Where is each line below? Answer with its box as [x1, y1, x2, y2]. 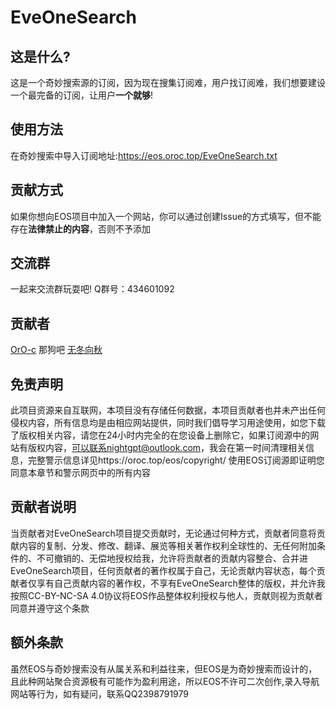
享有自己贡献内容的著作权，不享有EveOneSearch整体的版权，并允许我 [36, 577, 326, 589]
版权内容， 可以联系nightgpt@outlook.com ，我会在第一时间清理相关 [27, 442, 307, 454]
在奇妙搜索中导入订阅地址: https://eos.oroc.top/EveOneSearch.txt [10, 149, 278, 161]
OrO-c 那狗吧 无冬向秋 [10, 344, 103, 356]
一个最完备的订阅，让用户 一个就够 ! [10, 89, 154, 101]
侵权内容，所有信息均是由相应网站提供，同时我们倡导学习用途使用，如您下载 [10, 417, 326, 429]
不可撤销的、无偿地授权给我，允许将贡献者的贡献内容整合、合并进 [36, 552, 308, 564]
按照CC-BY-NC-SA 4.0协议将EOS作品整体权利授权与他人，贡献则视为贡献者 [10, 589, 323, 601]
